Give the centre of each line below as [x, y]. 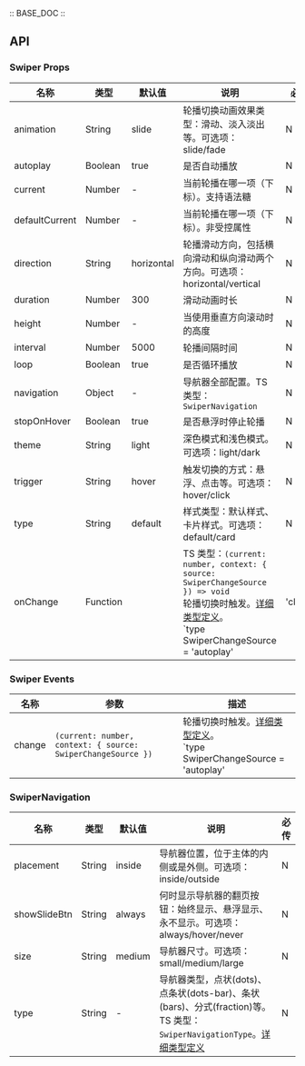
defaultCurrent [45, 220]
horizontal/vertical [222, 284]
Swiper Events [42, 679]
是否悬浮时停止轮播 [224, 422]
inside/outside [189, 879]
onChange [36, 602]
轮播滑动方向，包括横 [228, 244]
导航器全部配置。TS [225, 382]
